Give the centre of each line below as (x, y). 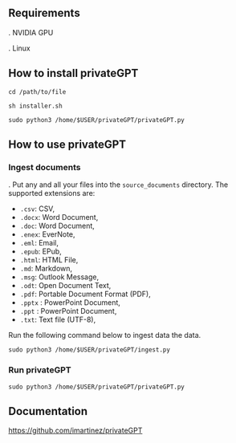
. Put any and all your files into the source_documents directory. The (118, 185)
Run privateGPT (40, 370)
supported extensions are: (52, 193)
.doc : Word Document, (57, 226)
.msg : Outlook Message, (59, 277)
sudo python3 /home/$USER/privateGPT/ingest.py (90, 350)
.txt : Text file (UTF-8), (58, 319)
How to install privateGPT (73, 73)
